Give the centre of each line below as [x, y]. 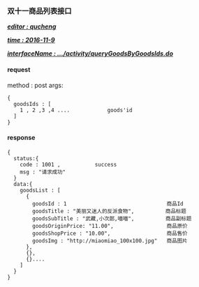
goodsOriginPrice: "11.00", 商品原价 [110, 226]
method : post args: [35, 85]
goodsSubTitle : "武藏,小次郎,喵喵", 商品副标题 [112, 218]
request [19, 69]
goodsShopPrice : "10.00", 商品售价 [110, 233]
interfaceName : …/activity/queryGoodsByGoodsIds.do [90, 54]
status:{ [26, 158]
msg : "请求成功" [43, 172]
